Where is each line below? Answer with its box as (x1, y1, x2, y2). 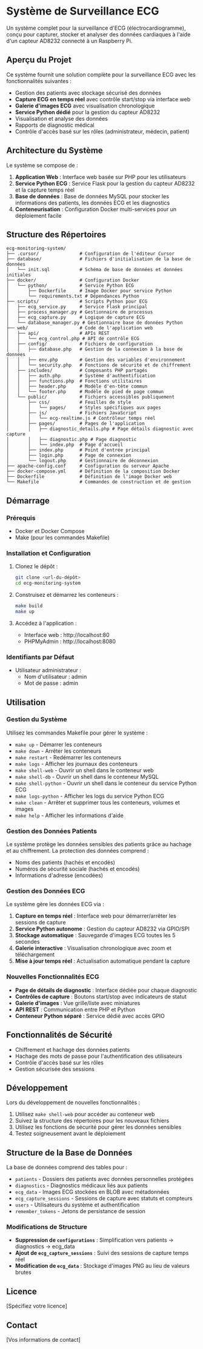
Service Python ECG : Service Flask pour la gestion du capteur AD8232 (15, 180, 195, 187)
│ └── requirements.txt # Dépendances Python (6, 293, 139, 300)
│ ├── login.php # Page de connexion (6, 452, 131, 459)
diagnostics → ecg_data (15, 1243, 75, 1250)
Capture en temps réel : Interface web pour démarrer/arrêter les (15, 912, 177, 920)
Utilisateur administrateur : (15, 667, 82, 674)
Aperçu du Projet (6, 55, 72, 65)
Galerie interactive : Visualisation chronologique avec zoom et (15, 944, 171, 952)
